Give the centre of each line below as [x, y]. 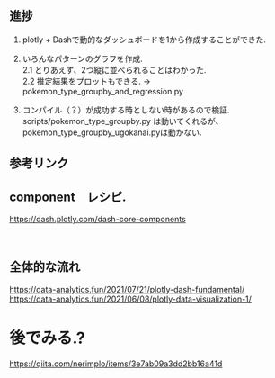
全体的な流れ [45, 267]
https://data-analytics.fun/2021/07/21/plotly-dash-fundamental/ [127, 289]
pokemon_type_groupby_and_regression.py [103, 91]
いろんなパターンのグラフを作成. [83, 58]
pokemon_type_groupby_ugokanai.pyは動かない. [112, 132]
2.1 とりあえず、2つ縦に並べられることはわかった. [114, 69]
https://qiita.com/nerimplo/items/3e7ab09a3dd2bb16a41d [116, 364]
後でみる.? [47, 338]
